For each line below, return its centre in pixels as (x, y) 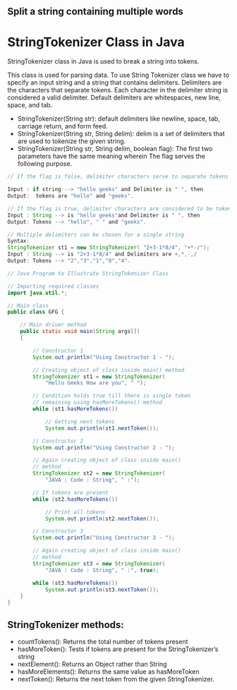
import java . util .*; (38, 293)
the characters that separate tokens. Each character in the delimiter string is (117, 90)
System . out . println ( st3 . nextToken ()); (102, 589)
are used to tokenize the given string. (72, 141)
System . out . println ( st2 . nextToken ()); (102, 519)
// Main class (28, 305)
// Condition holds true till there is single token (112, 396)
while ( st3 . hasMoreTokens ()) (75, 583)
